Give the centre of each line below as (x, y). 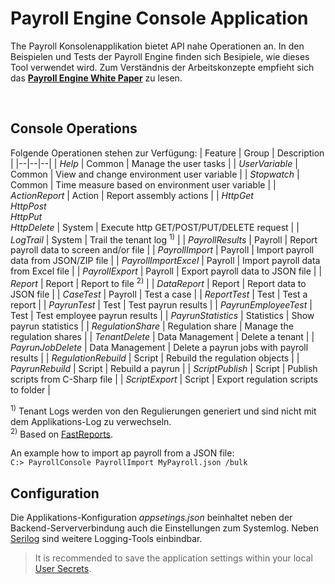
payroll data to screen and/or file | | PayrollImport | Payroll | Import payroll (162, 250)
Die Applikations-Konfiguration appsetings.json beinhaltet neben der (151, 518)
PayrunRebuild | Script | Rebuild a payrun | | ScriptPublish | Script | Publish (164, 369)
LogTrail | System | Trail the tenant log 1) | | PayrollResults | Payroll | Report (164, 239)
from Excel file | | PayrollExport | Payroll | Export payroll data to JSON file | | (166, 271)
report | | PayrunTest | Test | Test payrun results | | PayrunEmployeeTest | (161, 305)
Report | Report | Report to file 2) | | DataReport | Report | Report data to (158, 283)
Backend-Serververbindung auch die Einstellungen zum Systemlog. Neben (164, 528)
